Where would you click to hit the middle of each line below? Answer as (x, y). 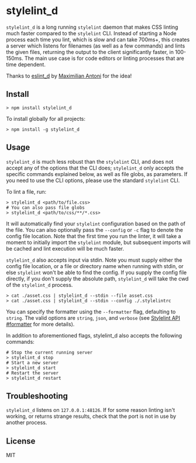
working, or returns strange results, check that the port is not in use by (91, 416)
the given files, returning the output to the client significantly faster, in (90, 52)
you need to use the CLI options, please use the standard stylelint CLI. (93, 180)
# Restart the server (32, 373)
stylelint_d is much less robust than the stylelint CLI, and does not (90, 161)
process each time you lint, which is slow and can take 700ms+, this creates (98, 39)
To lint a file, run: (26, 191)
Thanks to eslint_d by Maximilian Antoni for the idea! (69, 76)
